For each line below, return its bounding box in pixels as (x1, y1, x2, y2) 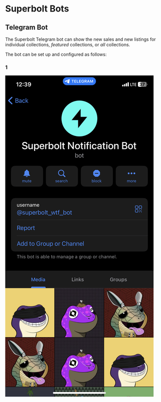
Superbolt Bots (5, 3, 69, 15)
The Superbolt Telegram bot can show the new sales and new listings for (5, 36, 156, 42)
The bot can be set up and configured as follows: (5, 51, 107, 57)
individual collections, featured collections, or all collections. (5, 42, 130, 48)
